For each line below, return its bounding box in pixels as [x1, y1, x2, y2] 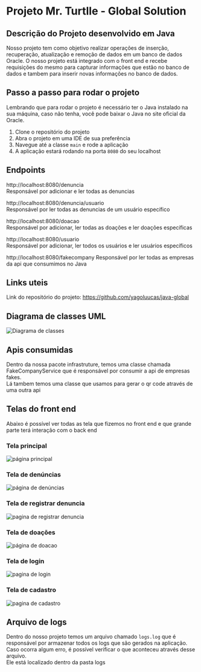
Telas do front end [6, 404, 77, 414]
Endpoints [6, 165, 46, 175]
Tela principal [6, 442, 47, 450]
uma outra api [6, 387, 41, 394]
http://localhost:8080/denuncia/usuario [6, 199, 104, 206]
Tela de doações [6, 528, 56, 537]
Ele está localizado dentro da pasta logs [6, 659, 106, 666]
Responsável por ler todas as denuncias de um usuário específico [6, 206, 170, 213]
